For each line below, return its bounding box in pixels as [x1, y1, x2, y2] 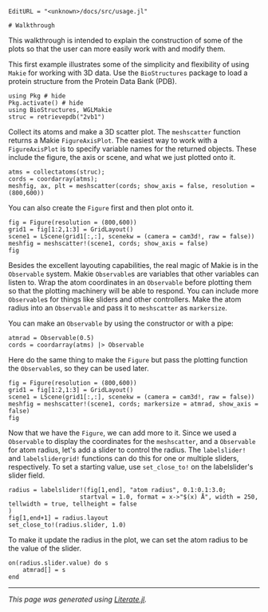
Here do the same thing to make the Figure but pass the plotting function [8, 355, 249, 364]
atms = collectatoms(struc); [8, 168, 105, 176]
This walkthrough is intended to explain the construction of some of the [8, 36, 243, 45]
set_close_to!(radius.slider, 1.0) [8, 521, 127, 529]
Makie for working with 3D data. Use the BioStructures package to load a [8, 68, 248, 78]
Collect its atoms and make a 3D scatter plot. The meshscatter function [8, 127, 241, 136]
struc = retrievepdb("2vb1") [8, 113, 105, 121]
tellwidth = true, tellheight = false [8, 500, 137, 508]
